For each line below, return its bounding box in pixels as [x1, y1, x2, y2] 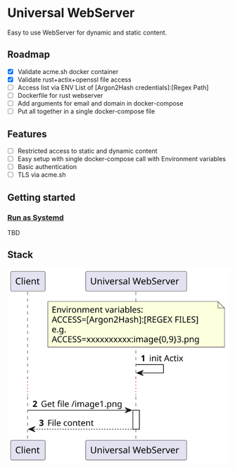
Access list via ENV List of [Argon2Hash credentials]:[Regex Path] [17, 83, 209, 92]
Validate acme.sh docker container [17, 67, 119, 75]
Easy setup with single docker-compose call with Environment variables [17, 155, 227, 163]
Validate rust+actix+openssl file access [17, 75, 132, 84]
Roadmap [7, 49, 51, 61]
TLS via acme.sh [17, 170, 66, 179]
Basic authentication [17, 163, 77, 171]
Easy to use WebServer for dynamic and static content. [7, 28, 167, 37]
